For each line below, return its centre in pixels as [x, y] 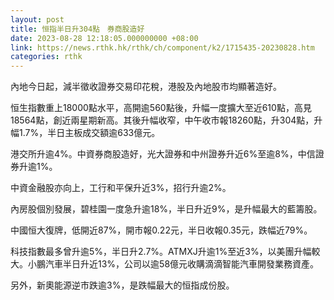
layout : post [37, 19]
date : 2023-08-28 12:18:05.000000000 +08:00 [104, 38]
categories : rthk [46, 57]
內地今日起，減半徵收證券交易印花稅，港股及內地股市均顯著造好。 [146, 87]
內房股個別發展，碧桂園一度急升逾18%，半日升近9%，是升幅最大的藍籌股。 [166, 209]
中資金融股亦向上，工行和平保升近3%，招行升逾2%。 [121, 188]
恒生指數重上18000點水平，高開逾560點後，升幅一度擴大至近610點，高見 [161, 108]
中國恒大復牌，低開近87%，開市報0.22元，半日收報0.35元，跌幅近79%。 [161, 230]
